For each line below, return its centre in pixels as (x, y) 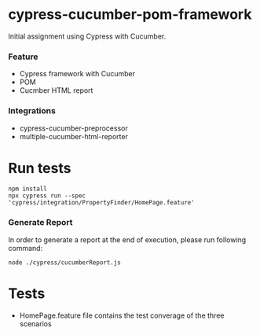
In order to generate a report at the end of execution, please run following (127, 239)
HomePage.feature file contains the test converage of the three (122, 315)
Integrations (32, 111)
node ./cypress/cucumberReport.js (65, 262)
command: (26, 248)
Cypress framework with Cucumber (77, 74)
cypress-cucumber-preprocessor (73, 128)
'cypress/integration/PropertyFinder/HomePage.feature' (101, 203)
